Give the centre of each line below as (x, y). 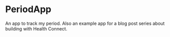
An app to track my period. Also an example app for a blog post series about (85, 23)
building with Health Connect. (36, 28)
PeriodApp (28, 9)
